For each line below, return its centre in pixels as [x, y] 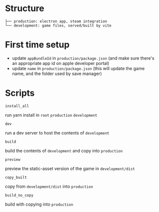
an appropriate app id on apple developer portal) [61, 63]
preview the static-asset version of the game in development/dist [70, 168]
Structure [25, 8]
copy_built [16, 177]
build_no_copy [19, 195]
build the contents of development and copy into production [64, 151]
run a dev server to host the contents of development [57, 133]
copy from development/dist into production [49, 186]
